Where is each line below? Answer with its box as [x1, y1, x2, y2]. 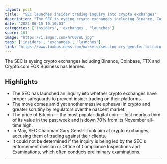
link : [5, 44, 16, 49]
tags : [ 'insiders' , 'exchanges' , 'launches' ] [5, 40, 101, 45]
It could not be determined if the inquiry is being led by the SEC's [12, 138, 146, 144]
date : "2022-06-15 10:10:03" [5, 21, 66, 26]
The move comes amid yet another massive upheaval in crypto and [12, 101, 150, 107]
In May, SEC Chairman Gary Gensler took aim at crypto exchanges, [12, 128, 150, 134]
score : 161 [5, 30, 28, 35]
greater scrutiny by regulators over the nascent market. [12, 106, 126, 112]
